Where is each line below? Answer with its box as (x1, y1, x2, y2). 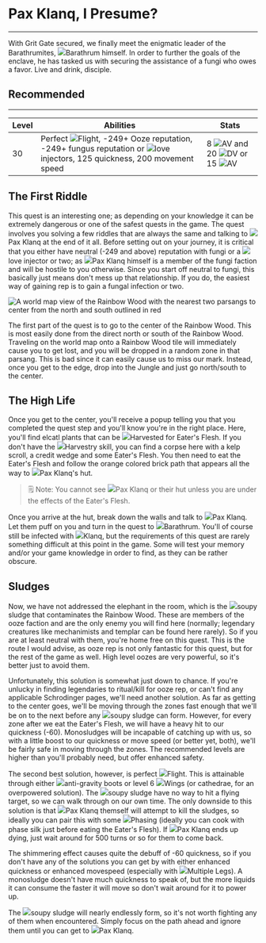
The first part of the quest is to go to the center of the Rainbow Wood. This (8, 320, 252, 330)
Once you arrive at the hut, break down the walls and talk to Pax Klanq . (8, 512, 248, 522)
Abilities (104, 120, 136, 131)
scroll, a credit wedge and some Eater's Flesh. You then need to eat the (8, 450, 241, 460)
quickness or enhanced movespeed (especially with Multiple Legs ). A (8, 866, 243, 876)
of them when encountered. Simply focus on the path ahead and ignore (8, 917, 241, 926)
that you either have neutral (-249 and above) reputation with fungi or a (8, 247, 241, 256)
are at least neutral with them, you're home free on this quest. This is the (8, 635, 245, 645)
